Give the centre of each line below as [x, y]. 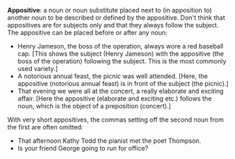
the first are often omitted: [45, 127]
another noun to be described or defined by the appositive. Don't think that [116, 18]
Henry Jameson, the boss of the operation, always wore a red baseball [120, 46]
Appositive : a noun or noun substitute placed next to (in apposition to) [110, 10]
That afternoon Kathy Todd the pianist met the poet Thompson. [109, 141]
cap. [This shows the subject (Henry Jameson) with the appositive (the [121, 53]
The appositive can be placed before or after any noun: [88, 32]
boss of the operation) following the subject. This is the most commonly [122, 61]
